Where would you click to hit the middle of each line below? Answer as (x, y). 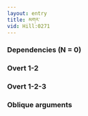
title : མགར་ (24, 20)
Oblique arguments (40, 105)
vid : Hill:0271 (29, 26)
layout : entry (27, 13)
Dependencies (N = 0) (44, 50)
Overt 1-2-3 (27, 87)
